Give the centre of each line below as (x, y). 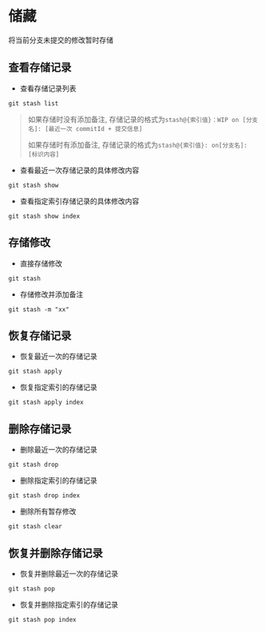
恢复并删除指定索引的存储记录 (69, 604)
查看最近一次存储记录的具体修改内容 (79, 170)
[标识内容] (44, 154)
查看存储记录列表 (48, 88)
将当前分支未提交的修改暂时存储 (61, 40)
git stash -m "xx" (39, 309)
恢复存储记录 (40, 336)
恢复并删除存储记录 (56, 553)
